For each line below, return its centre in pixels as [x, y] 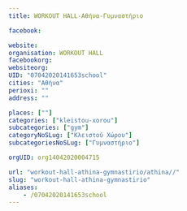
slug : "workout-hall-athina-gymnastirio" [80, 179]
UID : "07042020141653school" [58, 75]
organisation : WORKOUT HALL [56, 53]
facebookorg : [30, 60]
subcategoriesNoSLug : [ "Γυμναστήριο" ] [74, 143]
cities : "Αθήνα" [36, 83]
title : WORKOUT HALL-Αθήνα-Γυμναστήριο [76, 16]
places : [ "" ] [30, 113]
